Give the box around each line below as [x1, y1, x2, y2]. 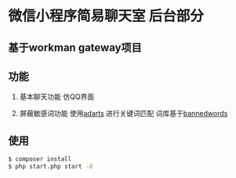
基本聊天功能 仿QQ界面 [19, 92, 95, 102]
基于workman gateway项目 [8, 41, 143, 54]
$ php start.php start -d [8, 162, 93, 171]
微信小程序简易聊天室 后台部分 [8, 7, 204, 25]
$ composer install [8, 155, 72, 163]
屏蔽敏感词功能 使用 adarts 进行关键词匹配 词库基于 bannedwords [19, 109, 228, 118]
